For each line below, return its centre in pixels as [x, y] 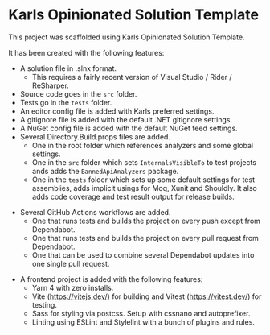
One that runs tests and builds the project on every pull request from [145, 238]
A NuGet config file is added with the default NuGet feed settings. [129, 128]
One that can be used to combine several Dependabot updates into [143, 254]
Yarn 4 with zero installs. [73, 287]
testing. [45, 304]
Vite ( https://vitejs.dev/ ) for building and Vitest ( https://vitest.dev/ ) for [147, 296]
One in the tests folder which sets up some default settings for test [143, 180]
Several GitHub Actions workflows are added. [95, 212]
